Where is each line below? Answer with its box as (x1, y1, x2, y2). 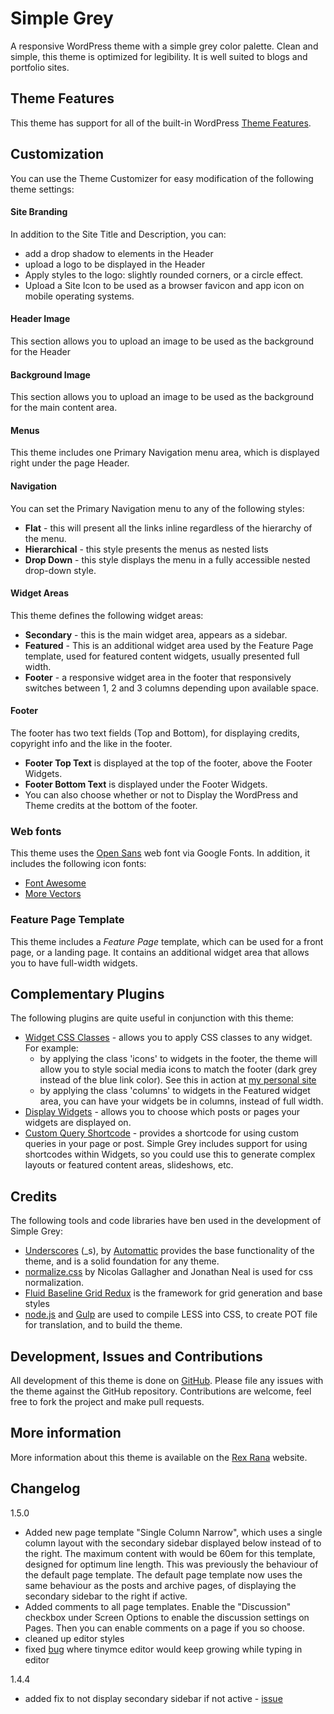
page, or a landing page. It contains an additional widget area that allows (10, 946, 310, 958)
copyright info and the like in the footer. (10, 737, 173, 749)
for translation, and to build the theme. (24, 1319, 183, 1331)
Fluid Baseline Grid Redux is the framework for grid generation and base (24, 1287, 323, 1299)
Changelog (10, 1480, 81, 1497)
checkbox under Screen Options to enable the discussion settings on (24, 1611, 310, 1623)
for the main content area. (10, 402, 118, 414)
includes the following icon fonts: (10, 858, 147, 870)
